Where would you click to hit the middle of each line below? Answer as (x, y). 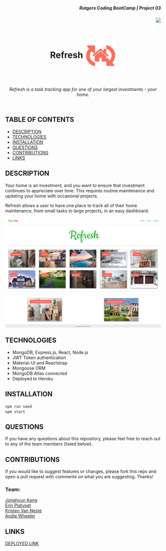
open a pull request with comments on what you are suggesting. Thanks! (79, 477)
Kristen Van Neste (23, 511)
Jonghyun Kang (21, 500)
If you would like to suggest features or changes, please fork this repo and (81, 471)
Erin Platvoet (18, 505)
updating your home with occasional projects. (52, 196)
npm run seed (19, 407)
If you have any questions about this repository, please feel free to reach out (83, 439)
